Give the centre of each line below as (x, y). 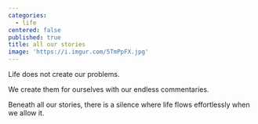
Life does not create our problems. (64, 74)
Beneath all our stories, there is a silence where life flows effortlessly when (129, 104)
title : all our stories (47, 45)
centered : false (35, 30)
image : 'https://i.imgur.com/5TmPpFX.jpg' (78, 52)
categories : (27, 15)
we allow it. (26, 113)
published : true (35, 37)
